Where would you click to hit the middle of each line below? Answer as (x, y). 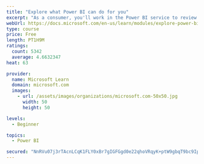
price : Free (21, 35)
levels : (16, 118)
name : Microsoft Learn (40, 80)
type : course (23, 29)
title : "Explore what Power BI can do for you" (68, 12)
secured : (17, 152)
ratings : (17, 46)
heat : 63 (17, 63)
